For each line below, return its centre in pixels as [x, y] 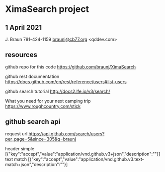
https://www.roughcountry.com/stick [43, 106]
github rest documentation [32, 76]
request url [16, 134]
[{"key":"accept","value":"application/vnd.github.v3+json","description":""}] [83, 154]
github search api [33, 122]
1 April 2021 [24, 28]
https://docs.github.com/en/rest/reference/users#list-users [66, 82]
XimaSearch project [47, 9]
